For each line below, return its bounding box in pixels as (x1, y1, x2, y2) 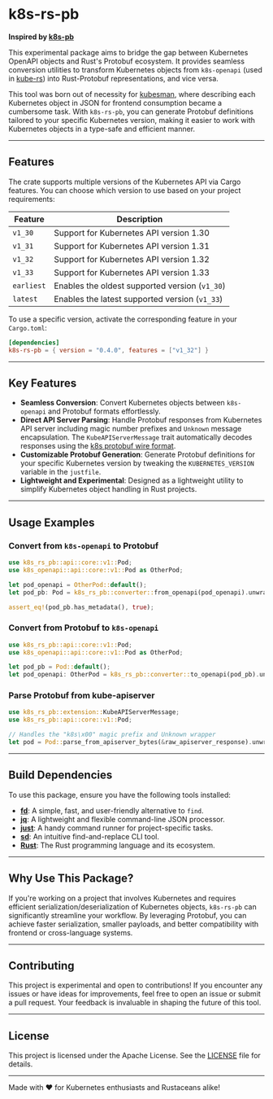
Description (116, 213, 163, 225)
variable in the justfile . (19, 467, 102, 477)
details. (8, 1059, 33, 1069)
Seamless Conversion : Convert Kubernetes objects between (19, 398, 225, 408)
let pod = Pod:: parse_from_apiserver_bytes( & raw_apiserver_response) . (8, 738, 253, 747)
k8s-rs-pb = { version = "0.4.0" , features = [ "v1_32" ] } (8, 346, 209, 354)
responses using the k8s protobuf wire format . (19, 441, 176, 451)
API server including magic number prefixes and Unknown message (19, 424, 242, 434)
